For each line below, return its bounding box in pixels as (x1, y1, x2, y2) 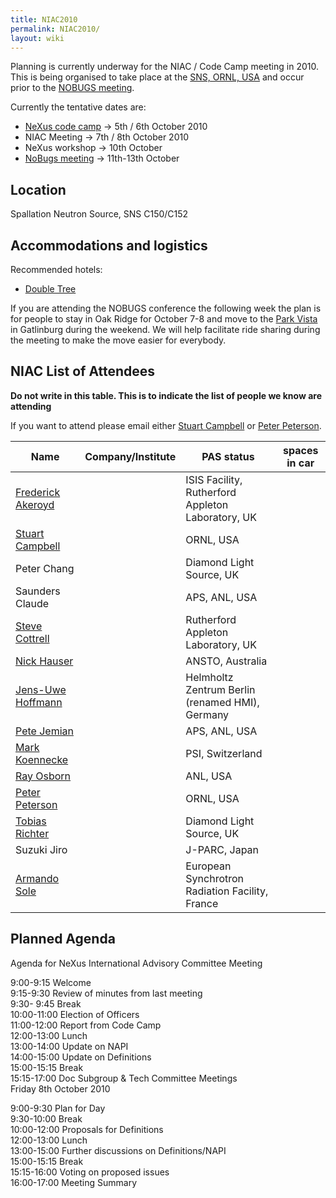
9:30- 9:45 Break (10, 997, 82, 1010)
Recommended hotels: (10, 264, 103, 275)
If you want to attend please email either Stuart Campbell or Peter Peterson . (10, 419, 322, 431)
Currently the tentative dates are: (10, 101, 147, 113)
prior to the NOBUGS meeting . (10, 82, 135, 94)
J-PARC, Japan (185, 842, 260, 856)
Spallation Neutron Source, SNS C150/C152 (10, 208, 189, 220)
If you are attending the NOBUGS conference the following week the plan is (10, 302, 322, 314)
